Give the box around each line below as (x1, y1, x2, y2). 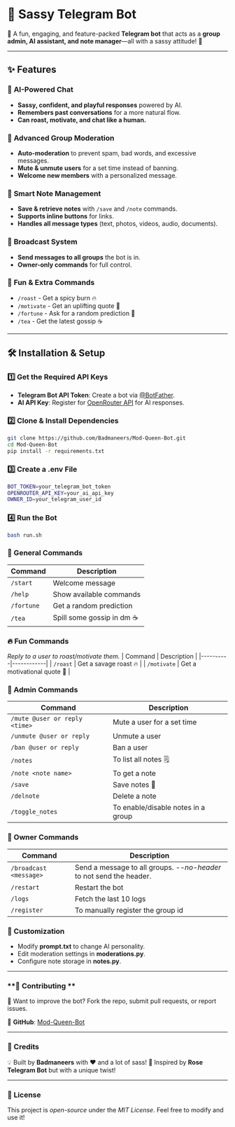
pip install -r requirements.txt (7, 447, 105, 454)
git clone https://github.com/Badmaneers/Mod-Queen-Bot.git (7, 434, 187, 442)
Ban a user (113, 743, 148, 752)
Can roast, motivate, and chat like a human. (17, 115, 147, 124)
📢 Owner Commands (7, 832, 79, 842)
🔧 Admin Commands (7, 685, 78, 695)
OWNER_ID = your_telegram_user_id (7, 496, 101, 503)
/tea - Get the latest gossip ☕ (17, 316, 104, 325)
